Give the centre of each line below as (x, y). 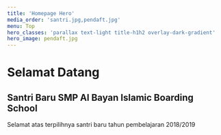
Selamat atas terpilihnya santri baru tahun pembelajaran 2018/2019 (101, 125)
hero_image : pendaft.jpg (42, 39)
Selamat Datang (53, 73)
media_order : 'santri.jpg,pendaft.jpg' (64, 20)
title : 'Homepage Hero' (41, 13)
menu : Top (21, 26)
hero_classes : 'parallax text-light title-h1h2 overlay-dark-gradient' (111, 32)
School (22, 108)
